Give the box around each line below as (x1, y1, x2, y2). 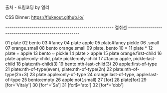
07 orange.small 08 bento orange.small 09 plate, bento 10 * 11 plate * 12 (5, 45, 153, 51)
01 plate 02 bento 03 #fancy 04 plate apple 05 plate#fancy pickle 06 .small (5, 40, 160, 46)
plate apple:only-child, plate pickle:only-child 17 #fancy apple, (5, 56, 133, 61)
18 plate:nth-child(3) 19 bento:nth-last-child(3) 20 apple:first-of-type (16, 61, 157, 67)
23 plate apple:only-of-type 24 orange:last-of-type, (29, 72, 136, 77)
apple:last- (136, 72, 159, 77)
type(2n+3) (5, 72, 29, 77)
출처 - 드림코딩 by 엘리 (5, 4, 50, 10)
